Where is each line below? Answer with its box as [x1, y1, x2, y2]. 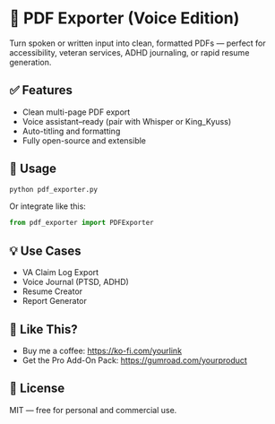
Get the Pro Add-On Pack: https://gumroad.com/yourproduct [21, 354, 248, 366]
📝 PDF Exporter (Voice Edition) [9, 8, 240, 29]
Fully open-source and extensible [21, 134, 146, 146]
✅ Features [9, 82, 73, 98]
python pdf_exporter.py [9, 185, 99, 194]
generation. [9, 56, 52, 67]
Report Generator [21, 296, 88, 307]
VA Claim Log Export [21, 267, 99, 278]
